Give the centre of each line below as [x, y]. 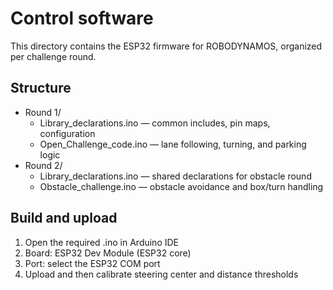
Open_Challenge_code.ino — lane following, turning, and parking [173, 144]
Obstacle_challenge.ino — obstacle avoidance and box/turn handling [181, 186]
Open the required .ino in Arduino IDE [102, 242]
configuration [67, 133]
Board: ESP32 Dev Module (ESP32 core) [108, 253]
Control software [82, 18]
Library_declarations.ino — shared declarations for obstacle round [175, 176]
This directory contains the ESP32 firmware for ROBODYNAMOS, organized [166, 46]
